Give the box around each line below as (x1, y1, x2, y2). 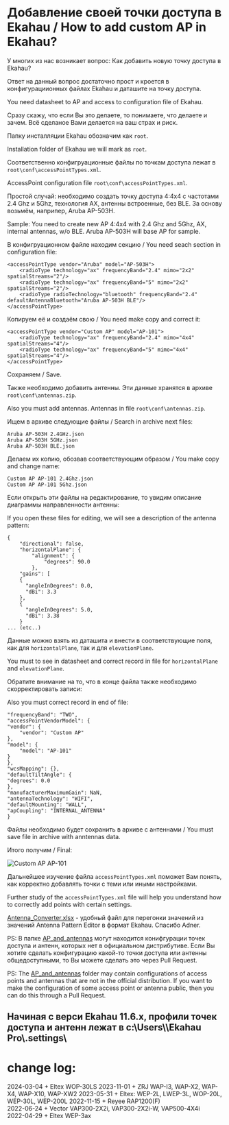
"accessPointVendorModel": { (7, 717, 91, 724)
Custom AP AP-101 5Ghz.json (7, 481, 88, 488)
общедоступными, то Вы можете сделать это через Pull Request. (7, 956, 197, 964)
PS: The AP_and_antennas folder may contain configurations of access (7, 969, 208, 978)
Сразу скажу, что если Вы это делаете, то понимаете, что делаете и (7, 111, 208, 119)
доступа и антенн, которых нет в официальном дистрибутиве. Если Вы (7, 941, 215, 949)
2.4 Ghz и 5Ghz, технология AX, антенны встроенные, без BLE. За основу (7, 199, 223, 207)
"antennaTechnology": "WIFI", (7, 795, 94, 802)
